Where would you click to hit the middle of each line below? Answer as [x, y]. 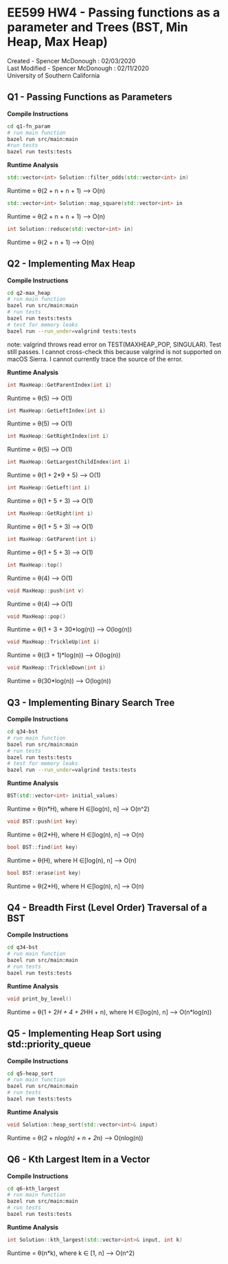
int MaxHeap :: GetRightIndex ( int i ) [58, 436]
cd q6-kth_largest [33, 1188]
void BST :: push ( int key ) [43, 821]
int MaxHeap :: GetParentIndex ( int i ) [59, 385]
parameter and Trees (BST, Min [98, 27]
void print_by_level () [39, 999]
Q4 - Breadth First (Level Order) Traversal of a [107, 908]
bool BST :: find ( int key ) [43, 847]
